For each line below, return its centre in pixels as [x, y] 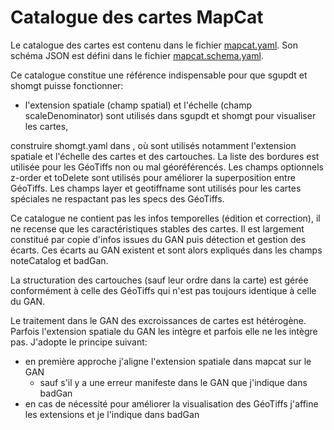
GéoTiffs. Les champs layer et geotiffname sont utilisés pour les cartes [156, 188]
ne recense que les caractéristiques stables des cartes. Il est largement [157, 228]
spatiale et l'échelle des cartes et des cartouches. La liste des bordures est [165, 156]
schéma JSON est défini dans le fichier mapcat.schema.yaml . [137, 55]
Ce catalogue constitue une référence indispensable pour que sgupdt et [159, 75]
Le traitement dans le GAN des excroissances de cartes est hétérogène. [158, 320]
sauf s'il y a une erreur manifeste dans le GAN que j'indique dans [173, 382]
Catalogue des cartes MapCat [137, 17]
